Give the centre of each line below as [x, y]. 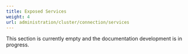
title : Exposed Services [36, 11]
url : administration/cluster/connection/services [68, 22]
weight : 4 [18, 17]
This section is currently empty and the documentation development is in [94, 39]
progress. [18, 45]
